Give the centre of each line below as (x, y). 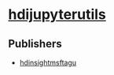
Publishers (35, 44)
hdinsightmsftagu (48, 62)
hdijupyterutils (57, 15)
